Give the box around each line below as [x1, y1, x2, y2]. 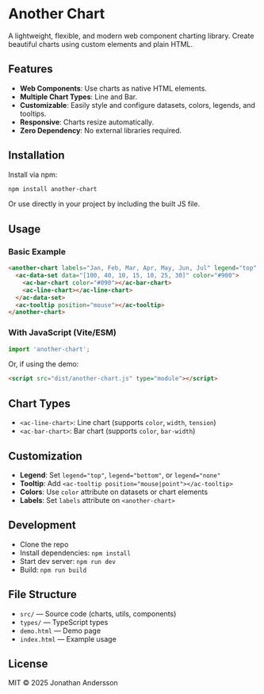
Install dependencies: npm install [19, 548, 131, 558]
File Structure [8, 588, 77, 601]
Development [8, 519, 77, 532]
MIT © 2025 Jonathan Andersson [8, 678, 119, 688]
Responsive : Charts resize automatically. [19, 117, 155, 127]
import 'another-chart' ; [8, 345, 90, 353]
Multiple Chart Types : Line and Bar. [19, 92, 138, 102]
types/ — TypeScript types [19, 617, 109, 627]
